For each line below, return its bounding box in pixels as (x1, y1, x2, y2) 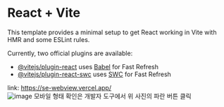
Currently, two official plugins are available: (7, 49, 133, 57)
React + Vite (7, 5, 81, 21)
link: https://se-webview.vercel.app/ (7, 83, 111, 92)
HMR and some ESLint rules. (7, 35, 90, 43)
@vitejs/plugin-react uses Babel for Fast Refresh (17, 62, 159, 71)
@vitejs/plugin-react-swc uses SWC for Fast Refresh (17, 70, 171, 78)
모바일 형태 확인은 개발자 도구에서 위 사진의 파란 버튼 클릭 (34, 92, 192, 100)
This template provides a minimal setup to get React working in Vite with (7, 28, 217, 36)
